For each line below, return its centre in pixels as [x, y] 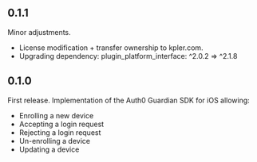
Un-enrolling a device [55, 141]
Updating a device [49, 149]
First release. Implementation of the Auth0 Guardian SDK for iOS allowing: [129, 100]
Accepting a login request [61, 124]
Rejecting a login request [60, 132]
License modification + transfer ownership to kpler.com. [111, 48]
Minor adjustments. [39, 32]
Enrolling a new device [56, 115]
